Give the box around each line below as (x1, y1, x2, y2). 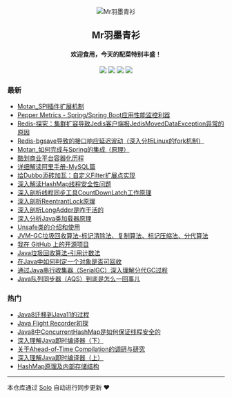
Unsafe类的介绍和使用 (17, 223, 81, 231)
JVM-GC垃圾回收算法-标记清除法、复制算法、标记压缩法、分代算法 (17, 231, 209, 239)
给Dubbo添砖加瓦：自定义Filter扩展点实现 (17, 171, 136, 179)
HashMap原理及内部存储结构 (17, 362, 99, 370)
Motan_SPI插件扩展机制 (17, 102, 84, 110)
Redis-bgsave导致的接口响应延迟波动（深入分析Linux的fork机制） (17, 137, 205, 145)
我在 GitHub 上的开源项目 (17, 240, 90, 248)
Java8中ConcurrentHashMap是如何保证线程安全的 (17, 328, 161, 336)
